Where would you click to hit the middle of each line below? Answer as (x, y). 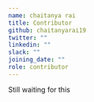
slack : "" (24, 52)
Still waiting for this (39, 89)
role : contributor (38, 67)
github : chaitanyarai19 (47, 30)
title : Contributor (40, 23)
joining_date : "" (37, 60)
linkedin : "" (30, 45)
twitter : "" (28, 38)
